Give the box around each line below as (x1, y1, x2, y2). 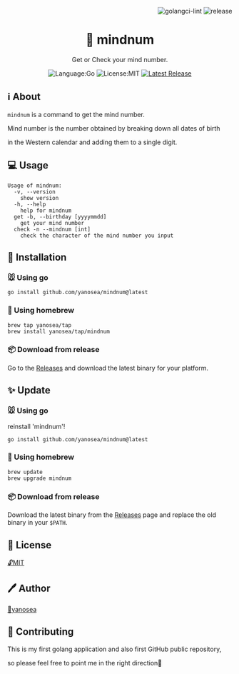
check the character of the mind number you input (20, 232, 174, 239)
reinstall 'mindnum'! (7, 422, 66, 431)
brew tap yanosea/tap (7, 321, 72, 328)
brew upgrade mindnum (7, 475, 72, 482)
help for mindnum (20, 207, 72, 214)
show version (20, 194, 59, 201)
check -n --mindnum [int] (14, 226, 91, 233)
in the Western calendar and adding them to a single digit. (7, 138, 178, 146)
